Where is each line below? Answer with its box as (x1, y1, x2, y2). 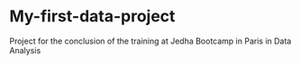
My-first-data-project (9, 6, 176, 27)
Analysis (9, 44, 41, 55)
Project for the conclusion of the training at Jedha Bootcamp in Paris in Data (9, 36, 292, 46)
